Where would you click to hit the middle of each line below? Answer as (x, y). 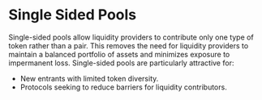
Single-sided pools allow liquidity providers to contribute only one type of (131, 37)
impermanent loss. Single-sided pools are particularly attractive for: (121, 63)
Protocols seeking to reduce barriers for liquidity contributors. (123, 87)
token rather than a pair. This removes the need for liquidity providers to (129, 45)
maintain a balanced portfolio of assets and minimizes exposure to (119, 54)
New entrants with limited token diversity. (89, 78)
